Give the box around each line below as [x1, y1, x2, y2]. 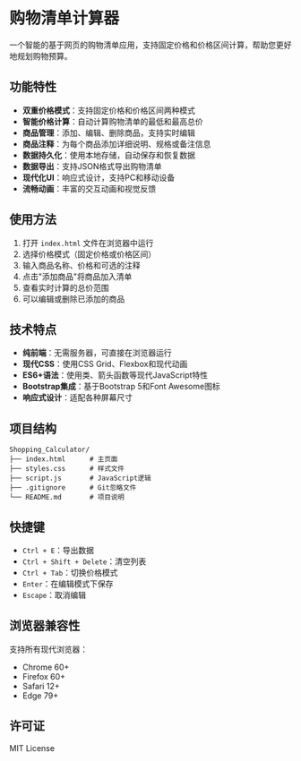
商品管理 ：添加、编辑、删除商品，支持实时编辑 [21, 127, 195, 138]
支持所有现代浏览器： [9, 644, 88, 654]
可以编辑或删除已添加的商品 [21, 293, 125, 304]
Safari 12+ [21, 680, 60, 691]
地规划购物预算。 [9, 50, 73, 61]
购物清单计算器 [9, 8, 120, 29]
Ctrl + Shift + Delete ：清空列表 [21, 556, 147, 567]
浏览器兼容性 [9, 619, 81, 634]
